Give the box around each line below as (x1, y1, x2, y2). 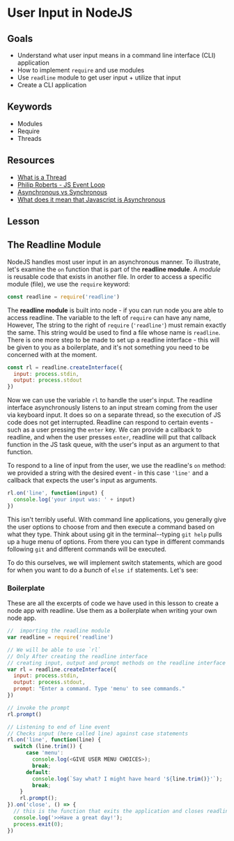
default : (25, 768, 52, 775)
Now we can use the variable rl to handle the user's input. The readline (7, 396, 213, 404)
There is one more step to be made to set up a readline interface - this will (7, 335, 220, 344)
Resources (7, 155, 55, 167)
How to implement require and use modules (17, 66, 145, 74)
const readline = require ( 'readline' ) (7, 293, 120, 301)
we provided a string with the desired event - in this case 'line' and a (7, 469, 209, 477)
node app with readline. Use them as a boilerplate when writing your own (7, 607, 217, 615)
